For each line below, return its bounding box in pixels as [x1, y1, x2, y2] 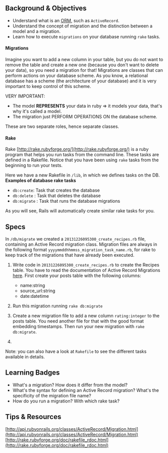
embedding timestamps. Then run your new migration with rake [12, 324, 145, 330]
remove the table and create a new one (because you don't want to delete [5, 62, 159, 68]
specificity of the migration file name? [12, 392, 92, 398]
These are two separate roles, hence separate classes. [5, 123, 120, 129]
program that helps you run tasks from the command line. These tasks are [5, 152, 159, 158]
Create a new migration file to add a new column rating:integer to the [12, 313, 160, 319]
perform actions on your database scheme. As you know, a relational [5, 73, 148, 79]
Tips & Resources [5, 413, 62, 421]
